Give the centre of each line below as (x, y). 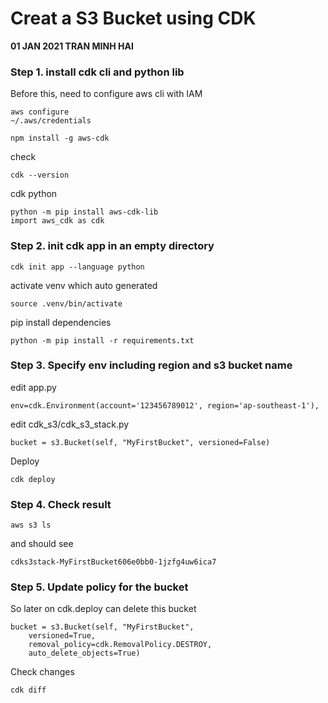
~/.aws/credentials (51, 121)
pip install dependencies (61, 322)
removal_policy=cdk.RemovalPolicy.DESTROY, (120, 645)
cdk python (34, 194)
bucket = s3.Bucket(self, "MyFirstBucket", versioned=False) (140, 442)
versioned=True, (62, 636)
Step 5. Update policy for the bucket (99, 587)
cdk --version (40, 175)
